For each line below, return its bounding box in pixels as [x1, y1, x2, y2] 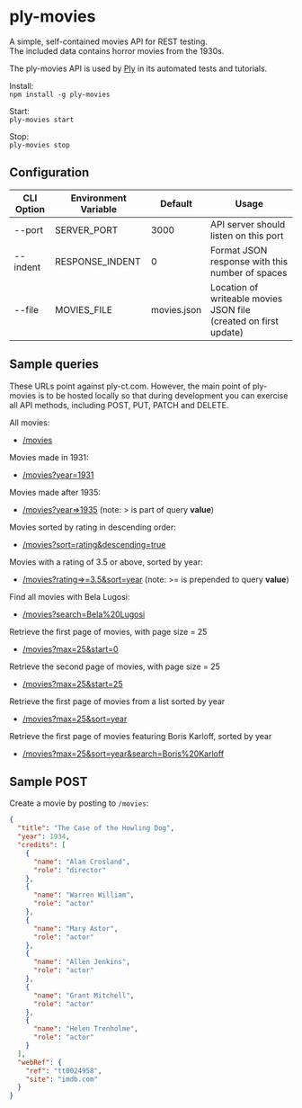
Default [160, 197, 193, 210]
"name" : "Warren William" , [32, 890, 135, 900]
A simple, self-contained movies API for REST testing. [9, 36, 209, 47]
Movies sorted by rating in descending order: [9, 522, 177, 532]
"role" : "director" [32, 865, 106, 874]
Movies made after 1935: [9, 487, 102, 497]
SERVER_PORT [55, 223, 119, 236]
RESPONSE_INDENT [55, 255, 141, 267]
